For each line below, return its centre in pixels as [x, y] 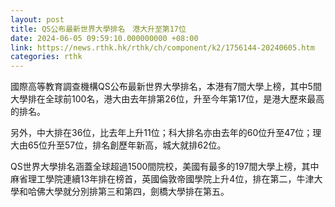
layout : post [37, 19]
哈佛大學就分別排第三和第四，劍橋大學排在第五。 [128, 192]
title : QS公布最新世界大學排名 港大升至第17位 [98, 29]
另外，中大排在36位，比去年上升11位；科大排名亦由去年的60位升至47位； [161, 133]
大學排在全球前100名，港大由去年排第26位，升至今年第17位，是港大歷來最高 [167, 99]
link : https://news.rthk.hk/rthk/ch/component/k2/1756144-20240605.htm [162, 47]
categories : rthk [46, 57]
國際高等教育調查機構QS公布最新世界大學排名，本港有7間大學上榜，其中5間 [166, 87]
